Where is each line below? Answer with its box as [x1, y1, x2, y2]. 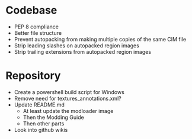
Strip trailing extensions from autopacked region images [14, 48, 152, 55]
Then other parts [23, 119, 65, 127]
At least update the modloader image [23, 107, 114, 114]
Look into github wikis [14, 126, 68, 133]
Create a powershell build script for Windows [14, 88, 125, 95]
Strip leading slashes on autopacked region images [14, 42, 140, 49]
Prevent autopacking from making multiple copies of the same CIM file [14, 35, 187, 43]
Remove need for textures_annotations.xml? [14, 95, 122, 102]
